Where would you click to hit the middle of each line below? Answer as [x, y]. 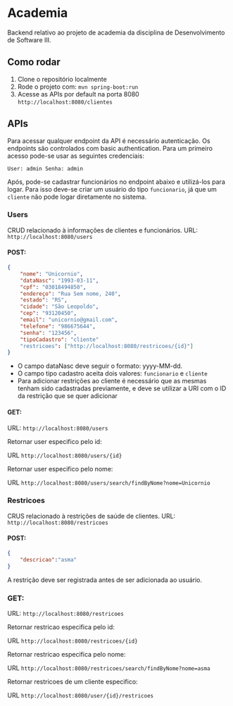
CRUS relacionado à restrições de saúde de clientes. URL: [92, 516]
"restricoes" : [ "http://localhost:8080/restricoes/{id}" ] [107, 346]
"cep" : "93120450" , [49, 314]
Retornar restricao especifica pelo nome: [67, 654]
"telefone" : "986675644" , [58, 326]
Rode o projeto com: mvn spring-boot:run [78, 87]
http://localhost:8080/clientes [65, 102]
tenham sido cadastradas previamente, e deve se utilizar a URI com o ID [122, 388]
